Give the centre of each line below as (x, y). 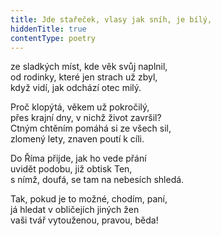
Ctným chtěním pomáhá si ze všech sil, (91, 128)
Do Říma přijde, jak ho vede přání (78, 158)
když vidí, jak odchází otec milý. (76, 88)
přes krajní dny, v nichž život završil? (86, 118)
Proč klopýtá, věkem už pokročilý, (80, 107)
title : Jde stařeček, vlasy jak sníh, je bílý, (111, 19)
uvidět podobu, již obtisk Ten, (71, 169)
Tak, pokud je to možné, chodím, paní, (89, 199)
